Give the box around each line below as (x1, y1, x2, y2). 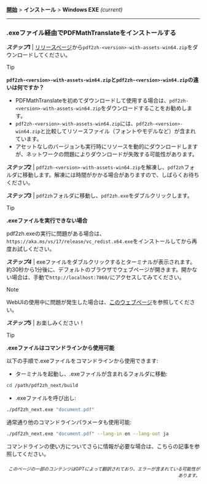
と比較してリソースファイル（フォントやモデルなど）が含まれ (40, 128, 197, 135)
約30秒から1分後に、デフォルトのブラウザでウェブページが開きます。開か (6, 266, 192, 274)
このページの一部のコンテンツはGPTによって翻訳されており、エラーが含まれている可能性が (8, 466, 200, 472)
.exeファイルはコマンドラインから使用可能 (6, 344, 115, 351)
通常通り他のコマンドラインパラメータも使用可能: (6, 418, 132, 426)
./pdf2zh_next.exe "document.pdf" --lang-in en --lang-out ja (6, 431, 169, 437)
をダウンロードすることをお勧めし (100, 104, 187, 112)
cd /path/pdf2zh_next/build (6, 383, 79, 389)
